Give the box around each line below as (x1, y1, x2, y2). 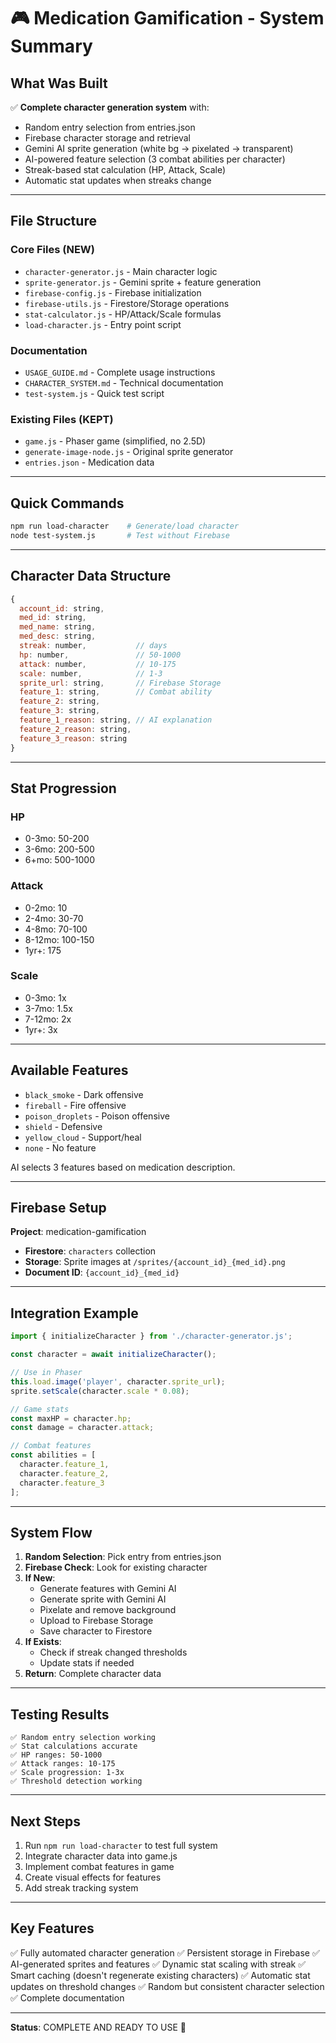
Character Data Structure (10, 568, 172, 585)
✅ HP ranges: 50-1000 (10, 1750, 103, 1760)
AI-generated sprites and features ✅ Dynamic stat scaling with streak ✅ (10, 1958, 307, 1970)
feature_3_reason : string (19, 733, 128, 744)
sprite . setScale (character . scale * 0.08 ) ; (10, 1386, 190, 1396)
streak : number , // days (19, 641, 168, 651)
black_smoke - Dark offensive (24, 1088, 144, 1100)
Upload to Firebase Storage (39, 1615, 154, 1627)
